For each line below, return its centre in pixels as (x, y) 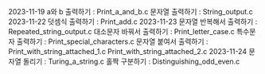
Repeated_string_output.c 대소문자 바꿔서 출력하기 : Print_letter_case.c (121, 31)
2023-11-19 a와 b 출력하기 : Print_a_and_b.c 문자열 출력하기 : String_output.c (131, 12)
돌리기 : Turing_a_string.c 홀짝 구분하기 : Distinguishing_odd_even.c (131, 61)
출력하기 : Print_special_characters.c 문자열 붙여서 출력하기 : (112, 41)
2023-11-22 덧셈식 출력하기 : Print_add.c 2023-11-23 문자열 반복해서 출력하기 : (133, 21)
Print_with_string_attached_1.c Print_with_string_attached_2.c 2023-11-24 (128, 51)
